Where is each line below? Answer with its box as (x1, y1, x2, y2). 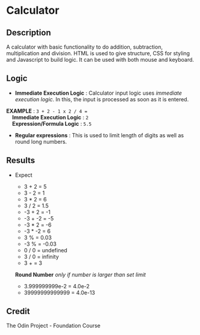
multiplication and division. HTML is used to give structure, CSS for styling (6, 50, 190, 57)
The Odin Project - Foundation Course (6, 322, 101, 330)
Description (6, 28, 51, 38)
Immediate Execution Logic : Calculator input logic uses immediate (14, 89, 182, 96)
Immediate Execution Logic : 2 (11, 113, 89, 120)
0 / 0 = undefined (23, 246, 68, 253)
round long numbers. (14, 138, 67, 145)
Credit (6, 306, 30, 316)
